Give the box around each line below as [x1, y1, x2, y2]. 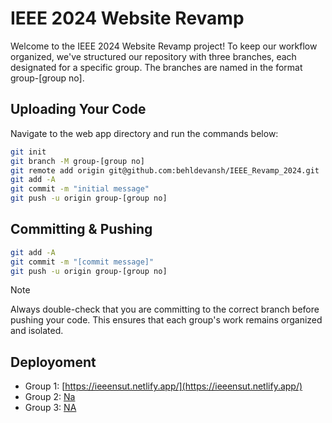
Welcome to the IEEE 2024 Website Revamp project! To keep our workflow [10, 40, 318, 52]
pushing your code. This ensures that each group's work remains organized [10, 314, 323, 326]
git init [10, 147, 47, 157]
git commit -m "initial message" [10, 184, 150, 194]
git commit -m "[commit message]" [10, 257, 155, 267]
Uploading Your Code [10, 101, 147, 118]
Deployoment [10, 353, 97, 371]
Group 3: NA [24, 402, 77, 414]
